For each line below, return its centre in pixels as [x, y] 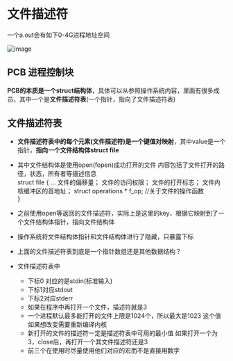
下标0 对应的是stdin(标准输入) [70, 281]
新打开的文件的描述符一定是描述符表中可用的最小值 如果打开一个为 [123, 333]
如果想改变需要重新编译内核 [67, 324]
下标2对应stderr [50, 298]
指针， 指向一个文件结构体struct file [68, 150]
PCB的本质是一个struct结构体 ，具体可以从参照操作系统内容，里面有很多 [110, 90]
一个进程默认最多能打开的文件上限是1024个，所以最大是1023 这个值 [124, 315]
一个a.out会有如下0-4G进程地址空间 [58, 35]
